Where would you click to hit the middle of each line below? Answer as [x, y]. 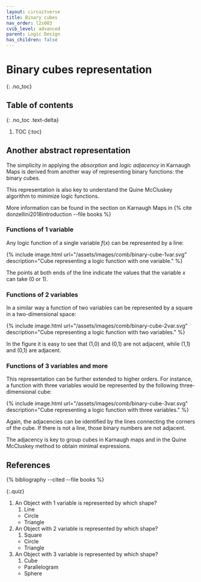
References [28, 465]
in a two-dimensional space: [41, 314]
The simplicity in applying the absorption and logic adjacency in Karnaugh [98, 165]
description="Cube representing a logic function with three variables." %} [98, 410]
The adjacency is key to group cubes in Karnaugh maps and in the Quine [96, 440]
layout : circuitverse [33, 12]
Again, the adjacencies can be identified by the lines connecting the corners [101, 422]
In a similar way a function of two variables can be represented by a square [100, 308]
